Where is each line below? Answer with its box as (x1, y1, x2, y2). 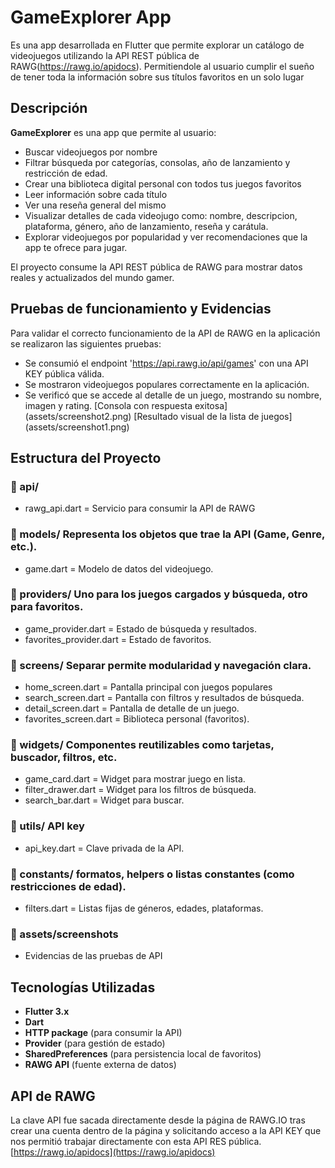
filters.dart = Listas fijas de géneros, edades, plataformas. (24, 902, 264, 915)
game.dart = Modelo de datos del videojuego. (24, 562, 214, 575)
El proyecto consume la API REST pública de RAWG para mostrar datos (10, 261, 303, 273)
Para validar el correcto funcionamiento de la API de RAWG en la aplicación (10, 327, 321, 339)
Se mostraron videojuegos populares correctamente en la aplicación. (24, 378, 310, 390)
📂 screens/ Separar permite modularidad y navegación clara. (10, 658, 312, 672)
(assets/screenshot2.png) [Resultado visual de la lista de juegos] (24, 410, 293, 422)
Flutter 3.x (24, 1006, 70, 1018)
